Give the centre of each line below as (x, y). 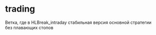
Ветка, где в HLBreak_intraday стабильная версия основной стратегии (78, 22)
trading (20, 9)
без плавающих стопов (29, 27)
